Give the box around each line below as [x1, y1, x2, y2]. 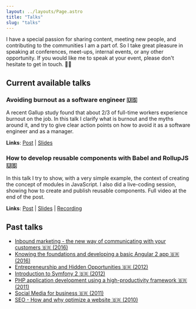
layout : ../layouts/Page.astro [6, 8, 83, 15]
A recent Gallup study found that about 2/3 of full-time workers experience [6, 109, 188, 116]
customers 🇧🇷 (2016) [14, 244, 69, 251]
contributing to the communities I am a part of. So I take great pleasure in [6, 42, 184, 49]
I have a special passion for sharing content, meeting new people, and [6, 36, 177, 43]
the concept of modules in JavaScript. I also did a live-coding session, [6, 181, 177, 188]
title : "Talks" [6, 14, 44, 20]
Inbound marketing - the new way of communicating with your [14, 238, 166, 245]
